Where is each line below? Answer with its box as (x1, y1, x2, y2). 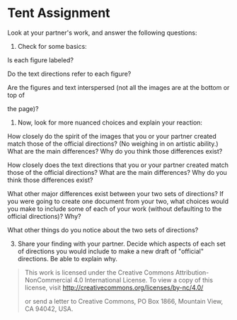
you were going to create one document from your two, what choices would (7, 197, 229, 205)
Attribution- (175, 268, 209, 277)
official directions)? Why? (7, 212, 81, 220)
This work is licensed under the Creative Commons (24, 268, 175, 277)
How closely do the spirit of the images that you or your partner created (7, 132, 217, 140)
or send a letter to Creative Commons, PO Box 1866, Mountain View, (24, 297, 224, 305)
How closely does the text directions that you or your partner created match (7, 161, 229, 169)
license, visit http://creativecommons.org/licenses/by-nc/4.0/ (24, 283, 204, 292)
